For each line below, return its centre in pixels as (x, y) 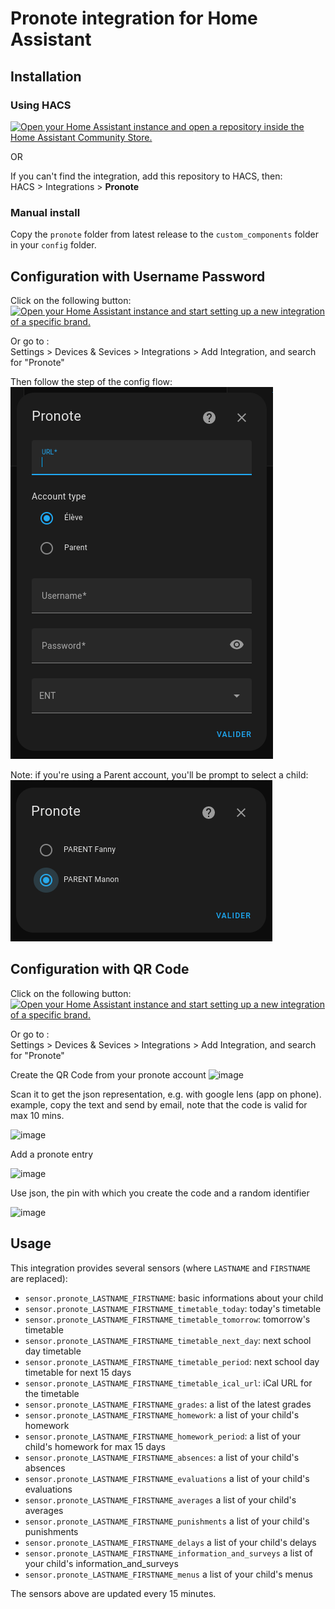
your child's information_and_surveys (101, 1563)
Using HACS (41, 105)
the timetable (52, 1393)
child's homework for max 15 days (95, 1446)
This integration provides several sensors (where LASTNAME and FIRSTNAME (160, 1268)
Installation (46, 76)
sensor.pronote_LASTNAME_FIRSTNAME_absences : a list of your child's (162, 1457)
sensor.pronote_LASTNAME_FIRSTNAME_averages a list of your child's (160, 1499)
